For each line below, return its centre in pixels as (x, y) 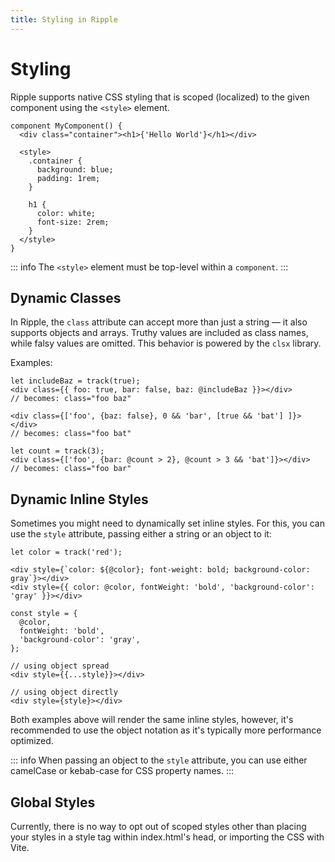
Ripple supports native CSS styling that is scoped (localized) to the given (160, 97)
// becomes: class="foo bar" (71, 469)
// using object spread (60, 666)
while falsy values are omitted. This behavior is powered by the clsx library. (166, 343)
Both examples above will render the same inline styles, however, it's (152, 720)
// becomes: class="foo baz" (71, 399)
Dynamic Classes (66, 297)
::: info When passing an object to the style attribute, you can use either (159, 760)
